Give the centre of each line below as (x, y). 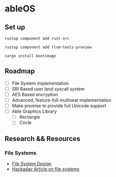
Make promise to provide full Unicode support (59, 106)
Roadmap (20, 71)
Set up (15, 27)
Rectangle (30, 117)
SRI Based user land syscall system (48, 89)
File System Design (32, 164)
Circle (25, 123)
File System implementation (40, 83)
